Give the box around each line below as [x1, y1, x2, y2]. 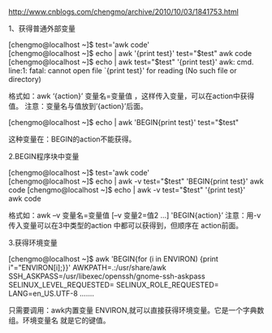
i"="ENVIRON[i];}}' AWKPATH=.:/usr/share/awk [8, 263, 166, 272]
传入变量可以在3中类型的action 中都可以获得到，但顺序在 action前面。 [8, 221, 244, 230]
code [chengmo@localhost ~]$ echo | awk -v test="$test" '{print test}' [8, 185, 246, 194]
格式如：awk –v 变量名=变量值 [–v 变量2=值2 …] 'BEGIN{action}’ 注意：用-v [8, 210, 261, 220]
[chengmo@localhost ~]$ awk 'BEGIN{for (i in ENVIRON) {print [8, 254, 219, 263]
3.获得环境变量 [8, 238, 58, 247]
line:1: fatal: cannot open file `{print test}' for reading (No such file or [8, 66, 237, 76]
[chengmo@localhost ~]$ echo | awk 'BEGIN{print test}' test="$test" [8, 118, 240, 127]
